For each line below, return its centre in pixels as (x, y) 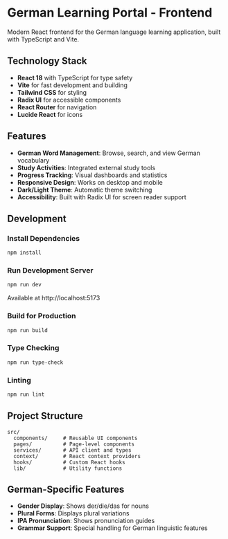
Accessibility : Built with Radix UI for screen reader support (102, 197)
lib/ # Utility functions (68, 468)
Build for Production (42, 316)
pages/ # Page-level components (74, 444)
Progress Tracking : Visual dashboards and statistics (92, 175)
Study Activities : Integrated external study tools (86, 167)
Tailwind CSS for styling (52, 92)
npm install (24, 253)
